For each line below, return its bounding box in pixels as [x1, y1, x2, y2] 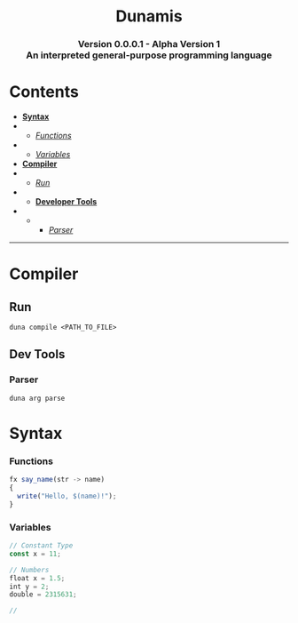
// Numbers [9, 565, 50, 574]
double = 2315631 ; [9, 590, 77, 599]
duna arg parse [9, 394, 66, 403]
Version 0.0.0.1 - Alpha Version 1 [77, 38, 221, 51]
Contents [9, 82, 80, 102]
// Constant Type [9, 541, 74, 550]
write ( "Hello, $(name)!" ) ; [17, 491, 117, 500]
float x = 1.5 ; [9, 573, 66, 583]
